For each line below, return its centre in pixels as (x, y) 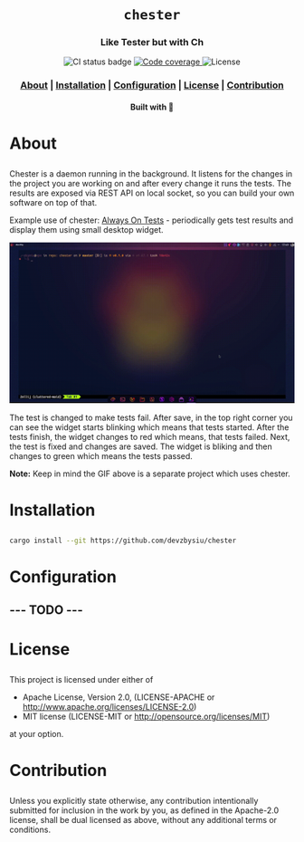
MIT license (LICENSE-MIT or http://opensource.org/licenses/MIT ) (146, 716)
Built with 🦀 (152, 107)
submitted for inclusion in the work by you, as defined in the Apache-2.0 (144, 810)
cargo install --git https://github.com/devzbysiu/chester (123, 541)
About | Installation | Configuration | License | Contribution (152, 85)
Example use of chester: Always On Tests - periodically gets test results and (152, 220)
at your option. (37, 733)
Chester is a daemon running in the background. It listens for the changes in (151, 174)
